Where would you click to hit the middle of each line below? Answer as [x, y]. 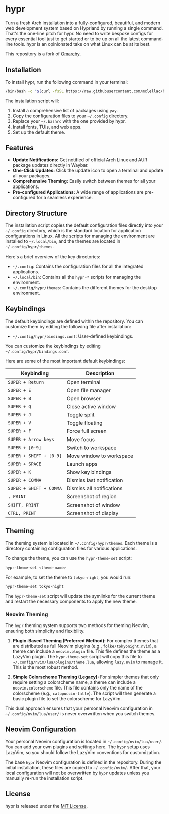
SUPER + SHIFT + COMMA [35, 489]
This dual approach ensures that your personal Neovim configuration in [79, 708]
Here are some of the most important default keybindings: [65, 361]
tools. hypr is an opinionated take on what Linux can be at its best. [82, 44]
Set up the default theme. [39, 132]
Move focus [81, 440]
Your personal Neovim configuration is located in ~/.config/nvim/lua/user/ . [84, 741]
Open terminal [83, 382]
